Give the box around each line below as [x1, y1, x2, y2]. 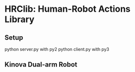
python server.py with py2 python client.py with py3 [4, 47, 110, 52]
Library [4, 14, 35, 25]
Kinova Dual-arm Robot [4, 60, 78, 69]
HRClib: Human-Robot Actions [4, 3, 131, 15]
